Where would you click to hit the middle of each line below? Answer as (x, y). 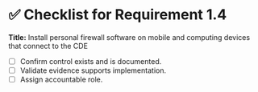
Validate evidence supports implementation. (93, 70)
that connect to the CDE (48, 46)
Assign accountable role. (61, 80)
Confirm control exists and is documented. (91, 61)
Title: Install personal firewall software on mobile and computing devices (129, 37)
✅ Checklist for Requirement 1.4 (118, 15)
